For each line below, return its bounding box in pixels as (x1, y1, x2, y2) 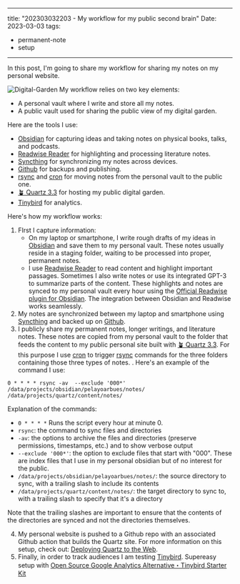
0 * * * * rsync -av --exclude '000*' (7, 380, 126, 387)
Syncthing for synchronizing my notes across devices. (17, 157, 178, 165)
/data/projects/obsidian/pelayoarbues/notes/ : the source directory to (17, 472, 226, 480)
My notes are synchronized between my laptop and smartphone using (17, 310, 225, 318)
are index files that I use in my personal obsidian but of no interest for (17, 457, 223, 465)
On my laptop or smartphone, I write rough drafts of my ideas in (28, 234, 216, 242)
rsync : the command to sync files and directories (17, 426, 162, 435)
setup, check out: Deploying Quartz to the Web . (17, 545, 159, 553)
